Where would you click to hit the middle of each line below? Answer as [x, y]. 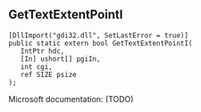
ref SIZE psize [48, 74]
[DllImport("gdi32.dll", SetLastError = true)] [99, 35]
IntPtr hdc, [42, 51]
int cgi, [36, 66]
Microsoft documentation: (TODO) [71, 99]
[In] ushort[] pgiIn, [60, 59]
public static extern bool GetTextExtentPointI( [100, 43]
